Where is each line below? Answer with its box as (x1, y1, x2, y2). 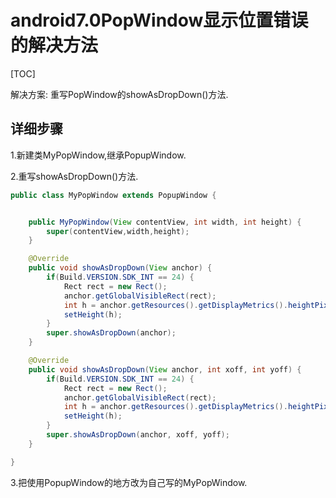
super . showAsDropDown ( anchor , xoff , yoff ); (46, 430, 230, 440)
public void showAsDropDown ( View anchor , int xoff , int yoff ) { (28, 364, 302, 375)
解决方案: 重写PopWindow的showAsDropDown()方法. (10, 88, 229, 100)
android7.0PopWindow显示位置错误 (10, 9, 309, 32)
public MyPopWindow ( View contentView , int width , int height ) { (28, 217, 302, 227)
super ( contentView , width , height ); (46, 226, 190, 236)
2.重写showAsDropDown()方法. (10, 170, 139, 182)
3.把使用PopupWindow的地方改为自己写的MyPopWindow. (10, 476, 248, 488)
